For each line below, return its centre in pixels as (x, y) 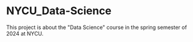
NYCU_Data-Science (59, 11)
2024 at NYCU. (25, 33)
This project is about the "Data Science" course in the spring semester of (96, 27)
